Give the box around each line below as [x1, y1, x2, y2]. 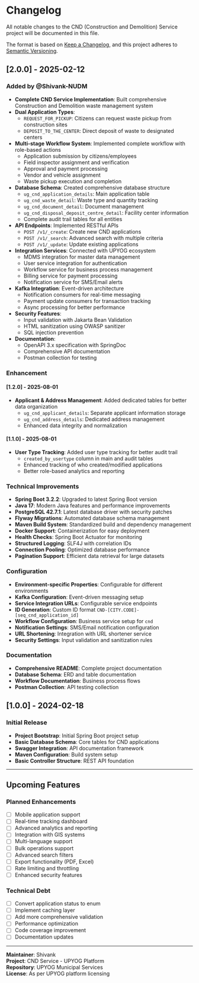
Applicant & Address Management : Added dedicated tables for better [14, 397, 187, 404]
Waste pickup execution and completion [23, 177, 122, 184]
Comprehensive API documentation [23, 347, 111, 355]
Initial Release [6, 719, 47, 727]
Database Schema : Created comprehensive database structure [14, 184, 171, 191]
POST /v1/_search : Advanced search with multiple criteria [23, 234, 163, 241]
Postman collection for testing [23, 354, 97, 361]
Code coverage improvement [14, 927, 86, 934]
